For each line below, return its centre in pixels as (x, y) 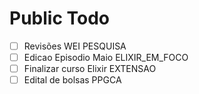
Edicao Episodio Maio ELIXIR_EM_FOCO (106, 57)
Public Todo (60, 18)
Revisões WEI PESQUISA (75, 46)
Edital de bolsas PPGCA (72, 80)
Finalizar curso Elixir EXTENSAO (90, 69)
